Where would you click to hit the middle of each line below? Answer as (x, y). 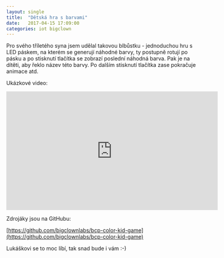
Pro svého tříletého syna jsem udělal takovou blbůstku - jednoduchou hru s (100, 46)
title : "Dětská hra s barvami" (47, 17)
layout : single (25, 12)
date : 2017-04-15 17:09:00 (43, 23)
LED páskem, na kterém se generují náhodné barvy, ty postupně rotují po (97, 52)
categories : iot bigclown (39, 29)
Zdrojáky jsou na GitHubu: (39, 219)
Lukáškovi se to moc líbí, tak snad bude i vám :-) (66, 248)
